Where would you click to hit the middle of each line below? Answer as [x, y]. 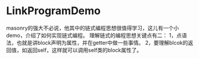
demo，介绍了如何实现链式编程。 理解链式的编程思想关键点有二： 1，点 [94, 35]
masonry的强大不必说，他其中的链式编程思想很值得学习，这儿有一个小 [93, 28]
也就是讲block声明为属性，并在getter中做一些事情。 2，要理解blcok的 [102, 42]
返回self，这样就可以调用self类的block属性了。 [84, 50]
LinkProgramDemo [54, 11]
